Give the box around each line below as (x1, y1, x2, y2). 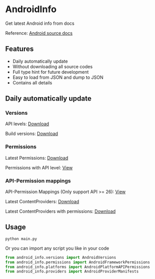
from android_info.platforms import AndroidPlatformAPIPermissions (5, 264, 150, 269)
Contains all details (12, 79, 53, 85)
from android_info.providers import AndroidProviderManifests (5, 269, 139, 274)
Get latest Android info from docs (5, 20, 75, 26)
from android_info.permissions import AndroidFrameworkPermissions (5, 259, 150, 265)
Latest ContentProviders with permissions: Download (5, 208, 116, 214)
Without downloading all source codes (12, 63, 93, 69)
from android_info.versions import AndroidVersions (5, 255, 116, 260)
